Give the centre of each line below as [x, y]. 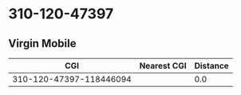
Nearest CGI [163, 66]
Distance [211, 66]
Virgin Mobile [42, 44]
